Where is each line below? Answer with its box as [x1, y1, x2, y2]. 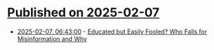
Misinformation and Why [17, 34, 88, 42]
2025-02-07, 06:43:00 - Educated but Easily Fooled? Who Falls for [17, 27, 207, 36]
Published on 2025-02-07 [7, 5, 160, 21]
